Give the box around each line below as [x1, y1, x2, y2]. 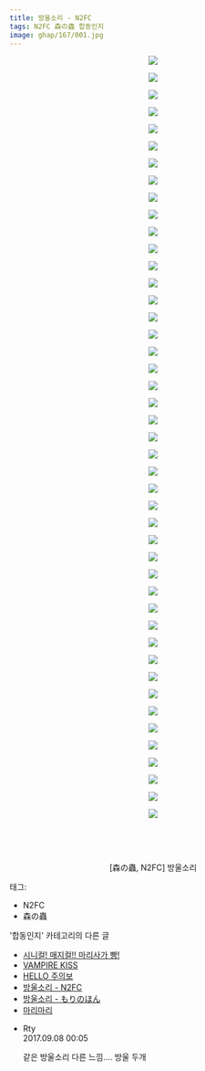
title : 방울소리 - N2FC [9, 13, 92, 23]
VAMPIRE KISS [22, 960, 78, 971]
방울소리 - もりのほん [22, 993, 101, 1004]
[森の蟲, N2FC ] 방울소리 [108, 862, 198, 873]
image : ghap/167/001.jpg [9, 30, 104, 39]
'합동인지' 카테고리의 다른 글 [9, 930, 109, 941]
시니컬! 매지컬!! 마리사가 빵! [22, 950, 120, 961]
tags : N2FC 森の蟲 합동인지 [9, 22, 105, 31]
